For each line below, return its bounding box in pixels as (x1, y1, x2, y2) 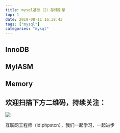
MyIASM (5, 62, 34, 71)
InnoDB (5, 45, 29, 54)
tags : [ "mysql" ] (5, 21, 40, 27)
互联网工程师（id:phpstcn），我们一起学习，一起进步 (5, 122, 115, 128)
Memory (5, 80, 33, 88)
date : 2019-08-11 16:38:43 (5, 17, 63, 22)
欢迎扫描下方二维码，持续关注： (5, 98, 106, 107)
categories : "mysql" (5, 26, 50, 31)
